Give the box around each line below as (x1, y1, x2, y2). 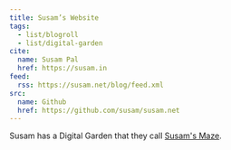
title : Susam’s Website (9, 13, 100, 23)
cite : (9, 47, 30, 56)
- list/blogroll (17, 30, 79, 39)
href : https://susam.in (17, 64, 107, 73)
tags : (9, 22, 30, 31)
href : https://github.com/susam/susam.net (17, 106, 180, 115)
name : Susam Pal (17, 55, 79, 64)
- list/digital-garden (17, 38, 103, 48)
